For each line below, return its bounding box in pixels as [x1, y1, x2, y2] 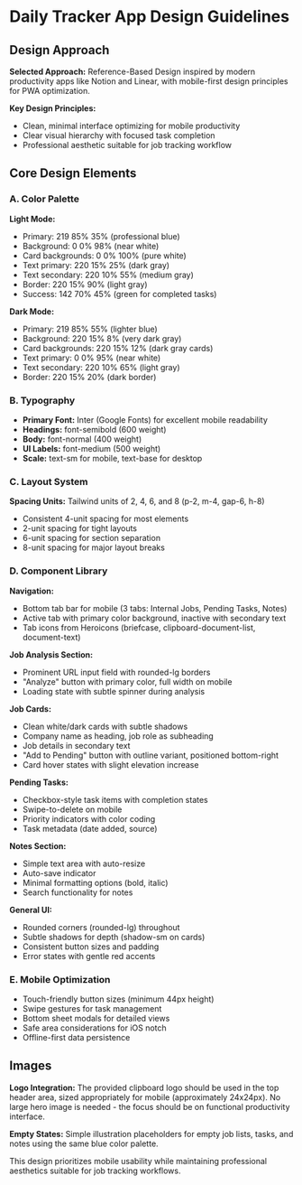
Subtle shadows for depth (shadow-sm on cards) [22, 931, 206, 942]
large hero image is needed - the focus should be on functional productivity [9, 1101, 290, 1112]
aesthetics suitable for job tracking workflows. [9, 1165, 181, 1176]
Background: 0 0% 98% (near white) [22, 240, 160, 251]
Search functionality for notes [22, 887, 133, 898]
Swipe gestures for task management [22, 1003, 162, 1013]
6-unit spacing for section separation [22, 533, 160, 544]
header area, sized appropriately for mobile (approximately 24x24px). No [9, 1091, 281, 1103]
